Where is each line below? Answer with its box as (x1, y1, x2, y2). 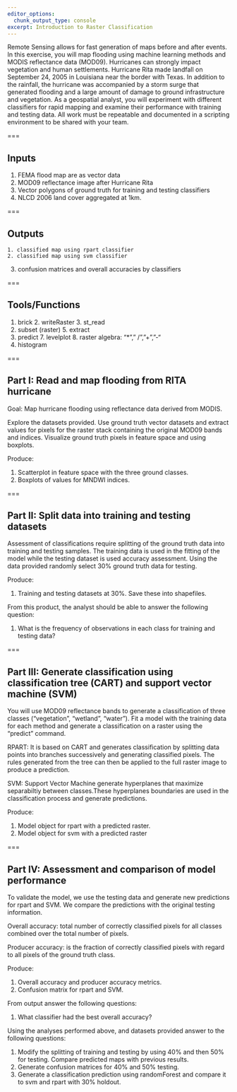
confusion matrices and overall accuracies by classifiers (17, 265, 181, 273)
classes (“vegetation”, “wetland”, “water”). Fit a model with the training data (7, 715, 227, 723)
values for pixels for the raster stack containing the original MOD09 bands (7, 425, 222, 434)
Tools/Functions (7, 299, 80, 311)
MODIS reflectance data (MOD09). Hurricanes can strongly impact (7, 58, 201, 66)
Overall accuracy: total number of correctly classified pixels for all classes (7, 922, 222, 930)
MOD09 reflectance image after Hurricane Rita (17, 178, 154, 187)
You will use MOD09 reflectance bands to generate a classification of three (7, 707, 226, 715)
